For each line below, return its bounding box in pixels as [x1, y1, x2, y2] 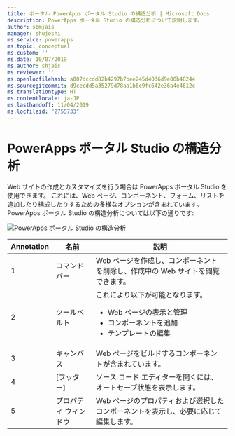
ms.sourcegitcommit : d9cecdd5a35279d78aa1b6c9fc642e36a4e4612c [7, 82, 196, 89]
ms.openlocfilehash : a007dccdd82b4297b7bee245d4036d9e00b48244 [7, 75, 196, 83]
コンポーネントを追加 [107, 318, 178, 327]
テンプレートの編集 [107, 328, 171, 338]
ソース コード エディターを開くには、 [95, 372, 218, 382]
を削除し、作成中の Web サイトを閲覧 [95, 266, 220, 275]
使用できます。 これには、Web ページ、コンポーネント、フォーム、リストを [7, 191, 225, 200]
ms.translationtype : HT [7, 88, 77, 95]
